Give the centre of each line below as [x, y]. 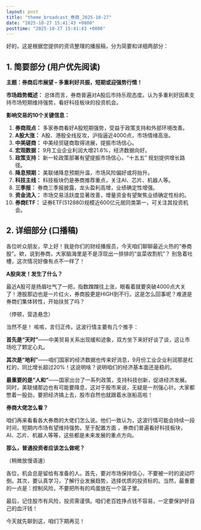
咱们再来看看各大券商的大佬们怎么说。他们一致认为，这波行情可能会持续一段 [100, 420]
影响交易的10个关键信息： [38, 115]
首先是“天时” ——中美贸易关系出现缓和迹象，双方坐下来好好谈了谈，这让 [96, 339]
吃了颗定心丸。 [30, 347]
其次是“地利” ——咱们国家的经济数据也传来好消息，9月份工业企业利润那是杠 [100, 360]
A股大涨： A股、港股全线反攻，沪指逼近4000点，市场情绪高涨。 [94, 136]
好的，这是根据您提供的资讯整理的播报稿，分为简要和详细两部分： [87, 46]
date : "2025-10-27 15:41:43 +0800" [51, 23]
